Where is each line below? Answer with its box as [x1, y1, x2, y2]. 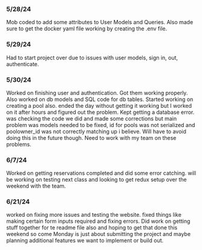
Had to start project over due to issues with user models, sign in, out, [6, 54, 178, 61]
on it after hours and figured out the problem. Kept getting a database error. [6, 108, 195, 116]
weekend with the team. [6, 182, 67, 189]
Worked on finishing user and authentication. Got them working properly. [6, 89, 188, 96]
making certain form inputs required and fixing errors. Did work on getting [6, 217, 191, 225]
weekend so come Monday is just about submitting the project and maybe [6, 231, 191, 238]
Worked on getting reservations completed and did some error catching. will [6, 169, 197, 177]
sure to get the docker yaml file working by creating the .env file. [6, 25, 168, 32]
